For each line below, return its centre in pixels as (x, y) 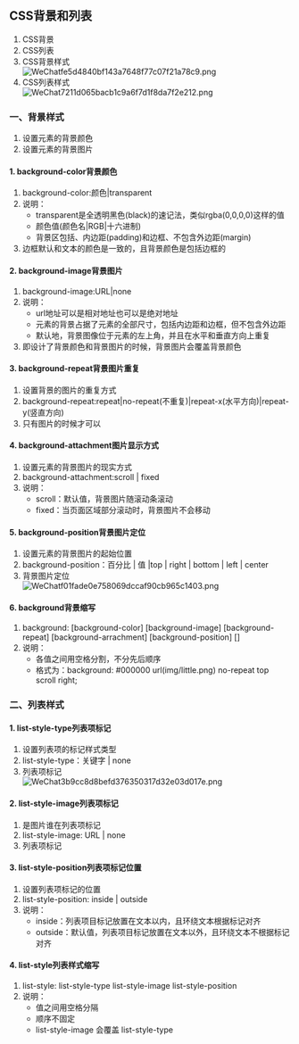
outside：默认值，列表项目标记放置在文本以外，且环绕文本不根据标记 (162, 932)
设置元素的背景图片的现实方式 (77, 467)
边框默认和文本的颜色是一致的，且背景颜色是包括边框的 (124, 249)
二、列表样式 (37, 705)
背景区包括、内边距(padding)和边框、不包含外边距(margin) (143, 237)
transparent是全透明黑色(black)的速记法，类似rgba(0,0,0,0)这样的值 (160, 215)
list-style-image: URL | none (74, 835)
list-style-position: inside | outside (85, 899)
